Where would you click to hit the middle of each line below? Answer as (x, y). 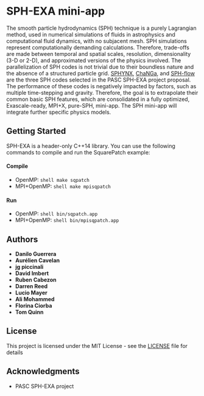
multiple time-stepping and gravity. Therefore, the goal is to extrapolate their (102, 92)
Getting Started (36, 131)
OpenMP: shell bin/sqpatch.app (56, 214)
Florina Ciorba (33, 305)
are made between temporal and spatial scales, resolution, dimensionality (99, 54)
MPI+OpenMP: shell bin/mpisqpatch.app (67, 220)
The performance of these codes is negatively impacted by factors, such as (101, 86)
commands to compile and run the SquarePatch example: (78, 152)
